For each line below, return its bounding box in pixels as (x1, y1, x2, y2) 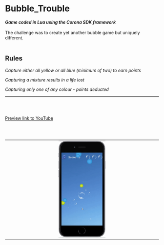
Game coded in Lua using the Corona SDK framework (5, 19, 116, 25)
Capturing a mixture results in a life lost (5, 77, 84, 82)
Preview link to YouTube (5, 115, 54, 121)
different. (5, 35, 23, 41)
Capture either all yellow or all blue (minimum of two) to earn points (5, 67, 142, 73)
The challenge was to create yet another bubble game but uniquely (5, 29, 140, 35)
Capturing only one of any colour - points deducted (5, 86, 109, 92)
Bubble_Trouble (5, 3, 70, 14)
